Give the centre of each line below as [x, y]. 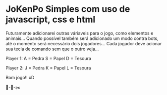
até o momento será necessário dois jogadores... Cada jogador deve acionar [84, 43]
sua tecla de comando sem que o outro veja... [52, 49]
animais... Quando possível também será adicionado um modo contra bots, [82, 38]
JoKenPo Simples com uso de [68, 9]
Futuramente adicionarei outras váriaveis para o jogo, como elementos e [80, 33]
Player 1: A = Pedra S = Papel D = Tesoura [48, 58]
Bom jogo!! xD [20, 77]
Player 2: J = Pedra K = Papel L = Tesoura [48, 68]
